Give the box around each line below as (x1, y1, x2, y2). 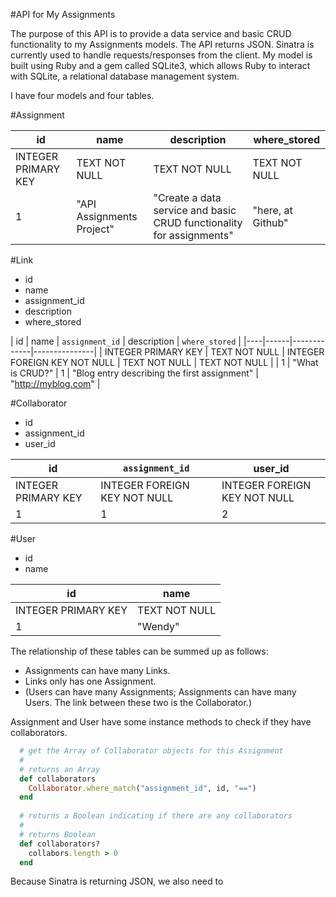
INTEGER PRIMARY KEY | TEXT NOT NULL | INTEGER (104, 346, 325, 358)
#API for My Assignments (10, 9, 116, 20)
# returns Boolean (19, 829, 97, 839)
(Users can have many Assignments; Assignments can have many (24, 686, 297, 698)
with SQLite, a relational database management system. (10, 70, 240, 82)
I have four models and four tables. (10, 90, 155, 101)
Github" (252, 216, 289, 229)
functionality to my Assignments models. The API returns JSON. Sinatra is (10, 39, 315, 50)
